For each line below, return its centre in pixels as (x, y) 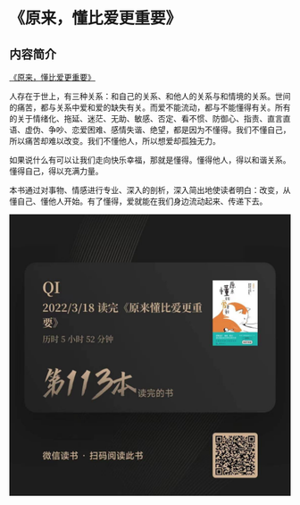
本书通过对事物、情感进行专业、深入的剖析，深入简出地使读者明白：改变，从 (150, 190)
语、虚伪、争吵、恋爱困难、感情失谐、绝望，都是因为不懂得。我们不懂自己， (150, 130)
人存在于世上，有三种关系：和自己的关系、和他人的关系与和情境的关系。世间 (150, 96)
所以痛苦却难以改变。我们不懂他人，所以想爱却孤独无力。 (115, 141)
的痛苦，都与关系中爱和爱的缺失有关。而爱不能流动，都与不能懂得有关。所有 (150, 107)
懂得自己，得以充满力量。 (56, 171)
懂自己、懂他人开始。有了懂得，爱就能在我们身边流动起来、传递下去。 (138, 201)
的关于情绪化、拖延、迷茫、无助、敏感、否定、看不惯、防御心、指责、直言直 (150, 118)
